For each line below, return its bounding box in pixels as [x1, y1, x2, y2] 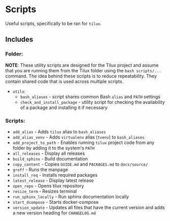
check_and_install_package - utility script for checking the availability [20, 99, 165, 105]
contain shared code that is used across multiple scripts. [5, 78, 124, 85]
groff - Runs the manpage [12, 167, 69, 173]
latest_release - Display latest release [12, 177, 94, 183]
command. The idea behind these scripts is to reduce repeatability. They [5, 73, 157, 79]
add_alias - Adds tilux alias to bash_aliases [12, 128, 106, 134]
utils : [12, 88, 26, 94]
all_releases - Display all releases [12, 150, 85, 156]
